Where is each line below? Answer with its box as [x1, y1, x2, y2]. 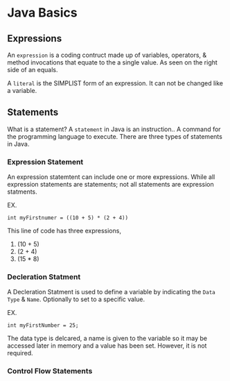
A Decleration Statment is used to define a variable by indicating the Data [7, 288, 216, 296]
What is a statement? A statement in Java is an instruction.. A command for [7, 125, 221, 133]
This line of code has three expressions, [7, 227, 121, 235]
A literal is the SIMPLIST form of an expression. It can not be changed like [7, 79, 224, 87]
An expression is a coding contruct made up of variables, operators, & [7, 51, 207, 59]
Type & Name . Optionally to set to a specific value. [7, 295, 145, 303]
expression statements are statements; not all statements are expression [7, 180, 215, 189]
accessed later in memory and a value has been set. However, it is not [7, 341, 207, 350]
